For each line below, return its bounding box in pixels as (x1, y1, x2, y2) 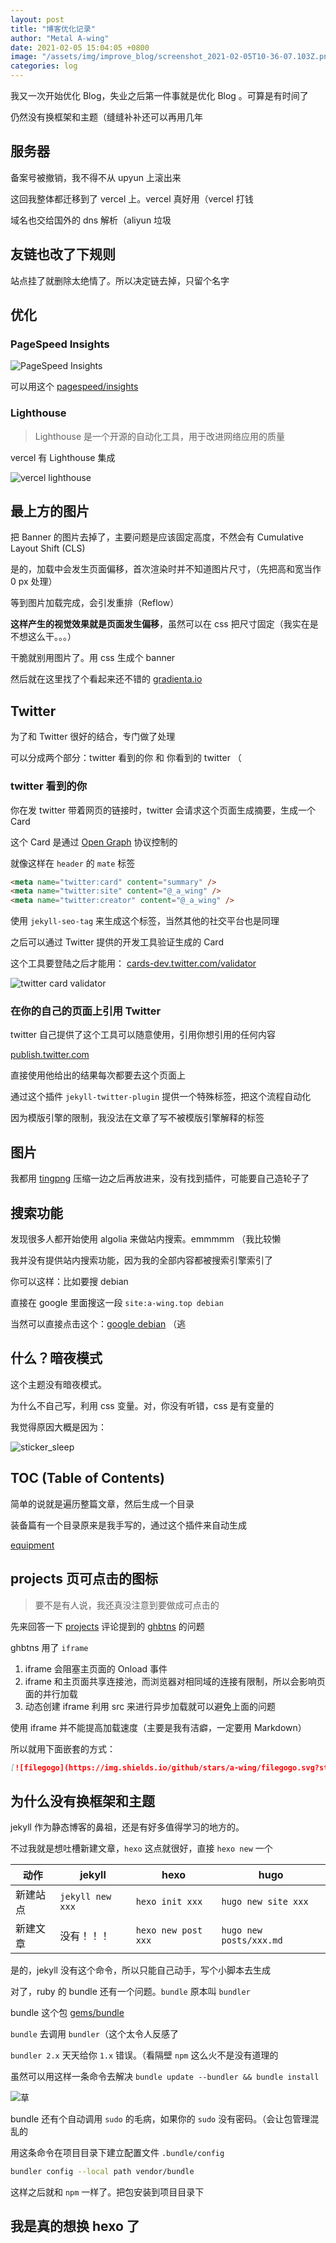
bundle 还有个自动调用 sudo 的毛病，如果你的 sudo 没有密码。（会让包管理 (10, 2113, 311, 2125)
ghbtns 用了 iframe (10, 1641, 89, 1653)
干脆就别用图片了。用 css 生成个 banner (10, 652, 176, 664)
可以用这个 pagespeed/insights (10, 381, 139, 393)
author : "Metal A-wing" (10, 33, 110, 43)
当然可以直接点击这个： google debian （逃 (10, 1318, 187, 1330)
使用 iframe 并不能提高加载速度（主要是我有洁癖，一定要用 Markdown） (10, 1721, 307, 1733)
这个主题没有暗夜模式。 (10, 1378, 107, 1390)
